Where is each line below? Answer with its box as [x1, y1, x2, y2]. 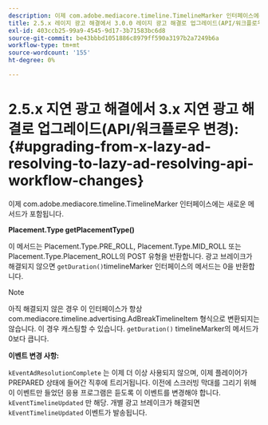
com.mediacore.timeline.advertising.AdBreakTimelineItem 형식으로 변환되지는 [8, 313, 260, 324]
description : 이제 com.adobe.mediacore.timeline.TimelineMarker [8, 11, 223, 20]
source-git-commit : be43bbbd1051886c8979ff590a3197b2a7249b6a [8, 34, 219, 42]
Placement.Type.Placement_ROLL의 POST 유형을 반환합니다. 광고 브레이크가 [8, 251, 253, 260]
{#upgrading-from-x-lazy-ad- [8, 137, 211, 156]
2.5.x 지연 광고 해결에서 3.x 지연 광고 [8, 101, 239, 118]
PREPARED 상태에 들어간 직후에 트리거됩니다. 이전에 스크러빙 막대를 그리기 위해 [8, 377, 257, 387]
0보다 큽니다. [8, 333, 49, 344]
